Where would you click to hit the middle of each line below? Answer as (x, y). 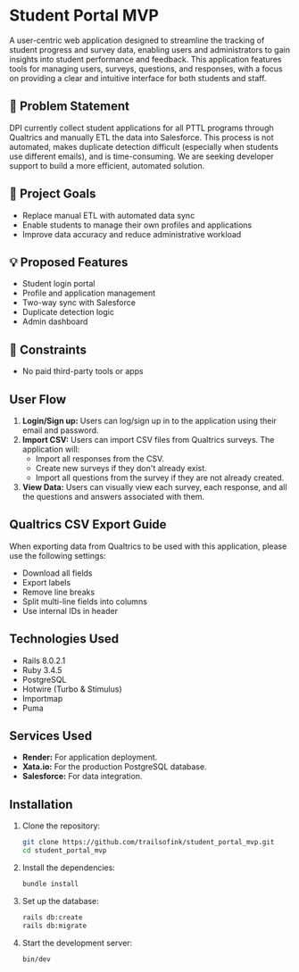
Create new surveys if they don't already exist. (121, 468)
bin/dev (36, 959)
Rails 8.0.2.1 (44, 660)
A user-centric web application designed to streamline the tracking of (137, 40)
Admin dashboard (55, 321)
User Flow (38, 399)
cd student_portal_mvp (64, 851)
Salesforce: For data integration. (82, 777)
